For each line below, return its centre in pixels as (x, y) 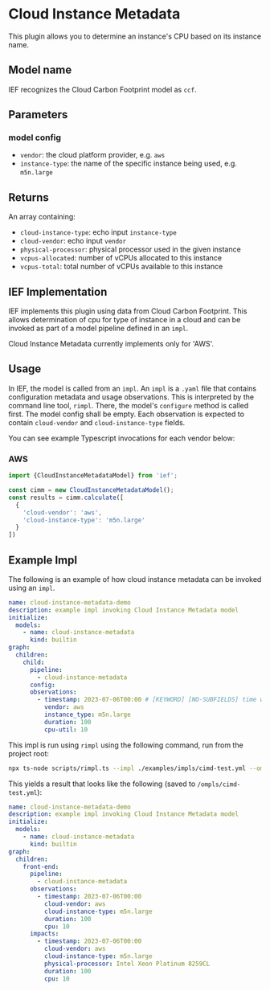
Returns (29, 197)
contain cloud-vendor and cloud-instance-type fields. (97, 422)
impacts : (44, 934)
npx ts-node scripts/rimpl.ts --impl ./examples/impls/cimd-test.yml (127, 768)
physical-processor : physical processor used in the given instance (130, 249)
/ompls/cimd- (219, 784)
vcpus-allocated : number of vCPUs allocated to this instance (121, 258)
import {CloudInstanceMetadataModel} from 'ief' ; (93, 476)
